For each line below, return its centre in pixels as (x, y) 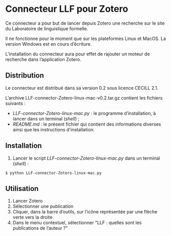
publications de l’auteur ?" (40, 228)
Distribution (25, 76)
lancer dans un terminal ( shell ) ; (46, 119)
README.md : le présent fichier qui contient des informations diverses (87, 124)
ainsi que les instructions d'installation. (54, 129)
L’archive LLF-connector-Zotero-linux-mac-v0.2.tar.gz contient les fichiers (84, 97)
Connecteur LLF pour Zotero (67, 9)
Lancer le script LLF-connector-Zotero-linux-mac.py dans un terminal (86, 158)
